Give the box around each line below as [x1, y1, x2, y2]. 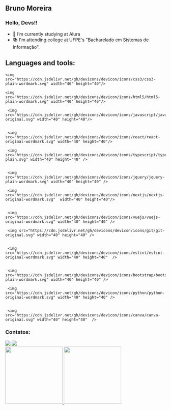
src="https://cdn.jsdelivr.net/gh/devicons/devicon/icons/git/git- [18, 228, 165, 233]
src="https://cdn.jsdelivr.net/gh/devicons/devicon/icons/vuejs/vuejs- [5, 215, 160, 220]
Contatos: [5, 329, 31, 336]
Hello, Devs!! [5, 19, 38, 26]
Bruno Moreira [5, 4, 52, 13]
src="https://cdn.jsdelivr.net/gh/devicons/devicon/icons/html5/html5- [5, 94, 160, 100]
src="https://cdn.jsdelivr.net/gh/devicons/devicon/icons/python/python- [5, 290, 165, 296]
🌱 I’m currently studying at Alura [12, 31, 80, 37]
